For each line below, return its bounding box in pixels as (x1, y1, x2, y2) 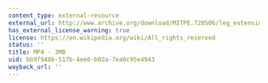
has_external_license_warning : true (8, 26, 130, 34)
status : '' (8, 41, 45, 49)
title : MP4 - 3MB (8, 48, 66, 56)
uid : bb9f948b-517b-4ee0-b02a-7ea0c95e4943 (8, 56, 156, 64)
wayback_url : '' (8, 63, 62, 71)
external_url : (8, 19, 56, 27)
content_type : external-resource (8, 11, 120, 20)
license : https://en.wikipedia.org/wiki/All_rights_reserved (8, 33, 216, 42)
